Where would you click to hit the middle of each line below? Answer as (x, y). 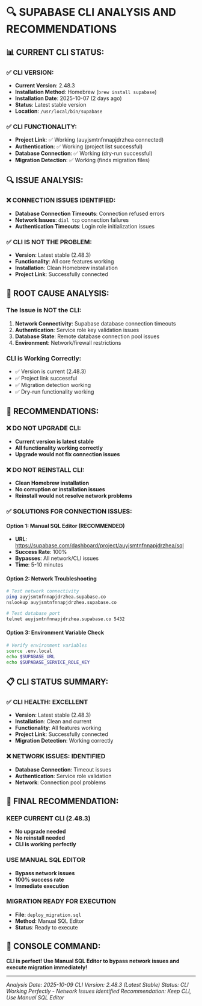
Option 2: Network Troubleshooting (52, 578)
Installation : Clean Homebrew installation (66, 268)
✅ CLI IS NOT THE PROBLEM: (49, 242)
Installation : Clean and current (53, 721)
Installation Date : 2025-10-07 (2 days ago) (68, 98)
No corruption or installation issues (60, 489)
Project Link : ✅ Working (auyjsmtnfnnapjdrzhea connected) (89, 140)
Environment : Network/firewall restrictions (68, 342)
